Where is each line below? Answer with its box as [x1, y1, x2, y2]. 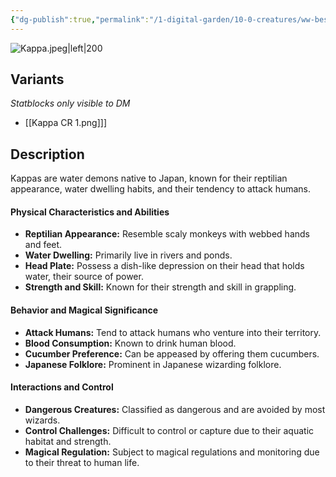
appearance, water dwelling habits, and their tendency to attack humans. [10, 183, 312, 195]
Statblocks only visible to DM [10, 97, 131, 110]
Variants [10, 71, 65, 88]
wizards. [24, 414, 61, 426]
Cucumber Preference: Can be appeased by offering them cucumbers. [24, 347, 320, 360]
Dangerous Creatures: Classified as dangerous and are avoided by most [24, 403, 326, 415]
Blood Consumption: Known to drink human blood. [24, 337, 237, 349]
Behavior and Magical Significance [10, 304, 158, 316]
